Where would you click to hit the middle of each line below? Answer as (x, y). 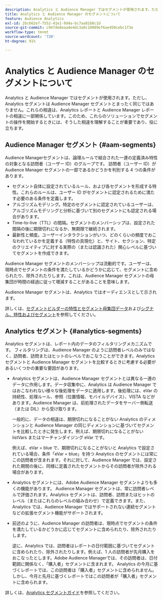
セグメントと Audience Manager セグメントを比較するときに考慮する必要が (81, 362)
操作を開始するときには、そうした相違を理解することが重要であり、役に (86, 122)
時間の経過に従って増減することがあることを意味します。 (75, 282)
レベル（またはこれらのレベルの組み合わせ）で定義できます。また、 (80, 501)
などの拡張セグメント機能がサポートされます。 (59, 513)
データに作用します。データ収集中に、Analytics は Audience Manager (81, 384)
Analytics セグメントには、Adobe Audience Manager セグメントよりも (83, 483)
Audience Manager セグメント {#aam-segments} (81, 145)
